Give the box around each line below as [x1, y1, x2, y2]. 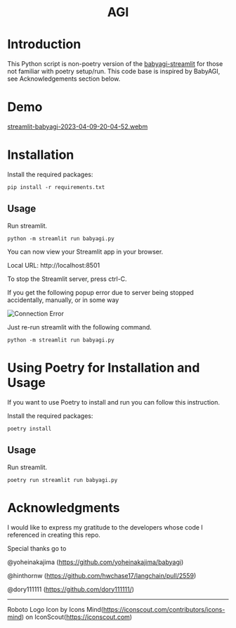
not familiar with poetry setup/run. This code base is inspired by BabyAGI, [7, 67, 221, 76]
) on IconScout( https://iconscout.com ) [21, 613, 132, 621]
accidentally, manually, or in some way [7, 296, 119, 304]
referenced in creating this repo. [7, 530, 100, 539]
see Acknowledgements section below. [7, 74, 121, 83]
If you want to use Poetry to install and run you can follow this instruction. [7, 398, 220, 406]
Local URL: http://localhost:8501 [7, 261, 100, 269]
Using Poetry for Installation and [7, 360, 200, 376]
